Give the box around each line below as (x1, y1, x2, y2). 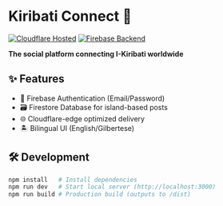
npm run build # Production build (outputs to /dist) (8, 191, 192, 199)
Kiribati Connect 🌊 (8, 7, 132, 26)
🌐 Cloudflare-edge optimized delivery (19, 113, 145, 123)
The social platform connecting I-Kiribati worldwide (8, 49, 184, 58)
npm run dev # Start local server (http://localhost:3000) (8, 183, 217, 191)
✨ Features (8, 72, 65, 86)
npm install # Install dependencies (8, 176, 137, 184)
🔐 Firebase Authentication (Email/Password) (19, 93, 165, 103)
